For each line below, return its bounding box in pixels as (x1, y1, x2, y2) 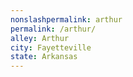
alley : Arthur (10, 33, 70, 43)
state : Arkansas (10, 52, 78, 62)
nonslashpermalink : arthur (10, 14, 123, 25)
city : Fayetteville (10, 42, 92, 53)
